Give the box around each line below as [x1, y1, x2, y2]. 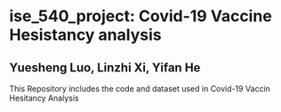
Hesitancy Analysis [9, 93, 79, 103]
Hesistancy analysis [9, 25, 162, 45]
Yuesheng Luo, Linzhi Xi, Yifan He [9, 60, 201, 75]
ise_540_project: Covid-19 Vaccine [9, 6, 273, 26]
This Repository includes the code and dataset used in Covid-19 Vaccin [9, 84, 271, 93]
